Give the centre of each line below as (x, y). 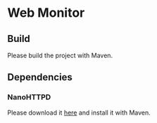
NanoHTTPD (29, 97)
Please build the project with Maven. (60, 55)
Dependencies (40, 77)
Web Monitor (46, 13)
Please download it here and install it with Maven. (79, 113)
